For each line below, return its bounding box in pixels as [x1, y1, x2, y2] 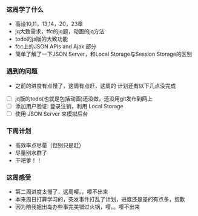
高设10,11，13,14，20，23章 [15, 20, 84, 28]
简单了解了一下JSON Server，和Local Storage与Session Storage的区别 [15, 50, 193, 58]
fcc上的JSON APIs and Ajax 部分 [15, 43, 97, 50]
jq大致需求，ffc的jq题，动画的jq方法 [15, 28, 105, 35]
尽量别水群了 [15, 149, 47, 157]
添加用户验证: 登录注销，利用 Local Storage [15, 102, 124, 110]
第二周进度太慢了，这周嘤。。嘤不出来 [15, 188, 108, 195]
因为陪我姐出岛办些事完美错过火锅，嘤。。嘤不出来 [15, 203, 140, 211]
